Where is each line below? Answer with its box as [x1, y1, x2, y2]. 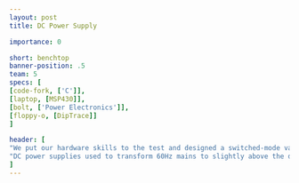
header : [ [9, 135, 46, 145]
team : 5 [9, 70, 38, 79]
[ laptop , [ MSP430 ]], [9, 94, 86, 103]
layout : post [9, 12, 58, 22]
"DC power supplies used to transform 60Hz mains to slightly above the [9, 152, 285, 161]
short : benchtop [9, 53, 69, 62]
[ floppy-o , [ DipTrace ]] [9, 111, 98, 120]
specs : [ [9, 78, 42, 87]
